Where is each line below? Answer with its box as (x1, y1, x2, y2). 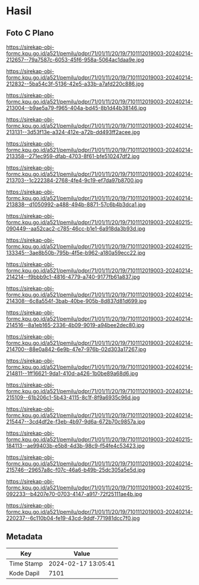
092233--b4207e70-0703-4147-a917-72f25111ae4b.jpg (6, 491, 143, 497)
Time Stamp (9, 559, 43, 568)
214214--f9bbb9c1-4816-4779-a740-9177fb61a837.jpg (6, 273, 140, 280)
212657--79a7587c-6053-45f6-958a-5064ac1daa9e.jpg (6, 56, 144, 63)
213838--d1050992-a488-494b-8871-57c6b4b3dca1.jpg (6, 201, 146, 208)
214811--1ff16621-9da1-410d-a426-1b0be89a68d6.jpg (6, 370, 138, 377)
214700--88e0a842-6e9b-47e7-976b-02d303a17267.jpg (6, 346, 147, 353)
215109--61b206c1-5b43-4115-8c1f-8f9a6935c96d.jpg (6, 394, 140, 401)
